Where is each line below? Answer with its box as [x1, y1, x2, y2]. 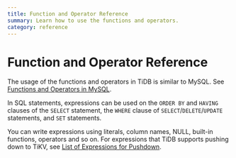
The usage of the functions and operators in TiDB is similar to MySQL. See [7, 77, 225, 86]
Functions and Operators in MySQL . [7, 85, 112, 94]
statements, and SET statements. [7, 114, 102, 123]
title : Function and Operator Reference [7, 10, 129, 18]
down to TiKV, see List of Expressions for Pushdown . [7, 142, 162, 151]
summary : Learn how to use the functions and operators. [7, 17, 179, 24]
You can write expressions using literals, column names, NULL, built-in [7, 128, 214, 136]
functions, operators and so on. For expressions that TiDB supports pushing [7, 135, 229, 144]
